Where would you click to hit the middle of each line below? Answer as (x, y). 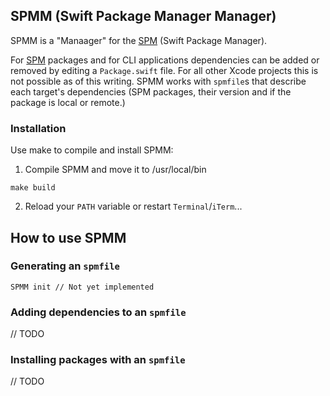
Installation (38, 128)
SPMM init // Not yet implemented (82, 287)
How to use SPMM (68, 237)
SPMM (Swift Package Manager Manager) (143, 16)
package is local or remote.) (68, 102)
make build (33, 188)
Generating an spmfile (65, 266)
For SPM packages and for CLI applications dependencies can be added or (165, 60)
